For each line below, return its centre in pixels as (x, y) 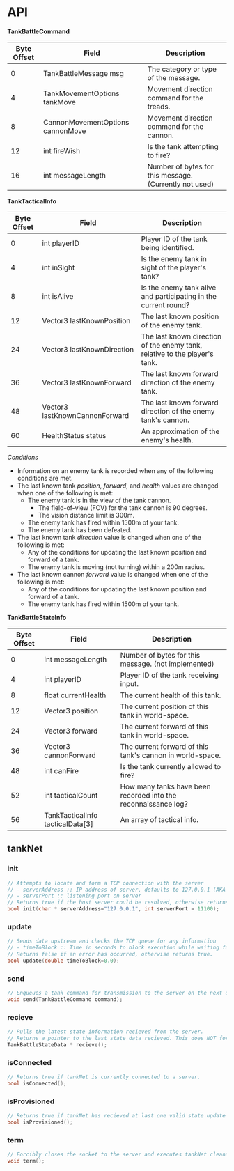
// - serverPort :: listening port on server (74, 896)
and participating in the (179, 296)
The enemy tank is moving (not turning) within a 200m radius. (116, 567)
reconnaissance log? (154, 804)
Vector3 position (71, 711)
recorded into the (148, 795)
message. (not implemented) (167, 664)
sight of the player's (174, 267)
